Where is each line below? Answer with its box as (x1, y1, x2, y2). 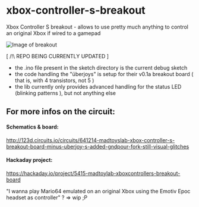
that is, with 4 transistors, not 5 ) (14, 77, 94, 84)
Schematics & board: (6, 123, 59, 130)
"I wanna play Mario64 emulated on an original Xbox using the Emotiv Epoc (6, 187, 191, 195)
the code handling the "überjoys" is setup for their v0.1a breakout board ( (14, 70, 194, 77)
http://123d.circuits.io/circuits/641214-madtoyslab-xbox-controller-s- (6, 136, 175, 143)
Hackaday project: (6, 156, 53, 164)
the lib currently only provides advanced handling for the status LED (14, 83, 182, 90)
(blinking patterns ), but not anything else (14, 89, 116, 96)
